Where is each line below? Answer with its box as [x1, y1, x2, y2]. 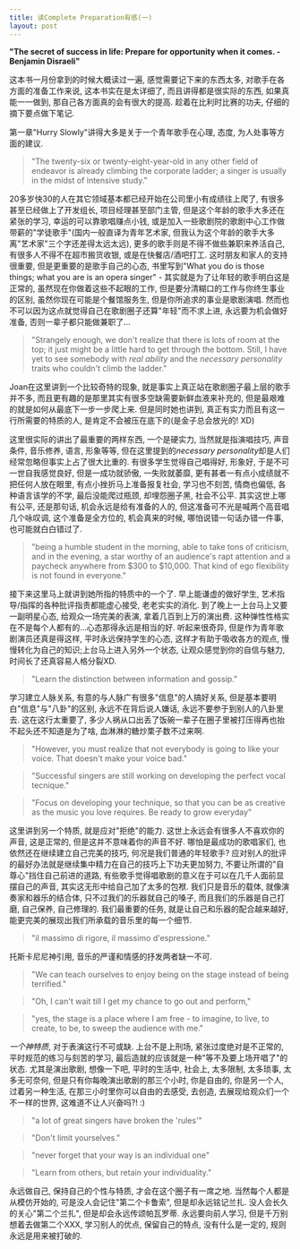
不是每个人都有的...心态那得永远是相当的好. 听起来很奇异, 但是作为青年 [16, 621, 277, 632]
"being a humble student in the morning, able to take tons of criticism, [30, 541, 289, 552]
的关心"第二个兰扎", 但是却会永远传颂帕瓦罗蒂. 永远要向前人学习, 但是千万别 [9, 1208, 288, 1219]
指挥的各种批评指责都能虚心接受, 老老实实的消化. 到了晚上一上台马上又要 [20, 599, 288, 610]
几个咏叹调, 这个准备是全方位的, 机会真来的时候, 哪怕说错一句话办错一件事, [9, 512, 284, 523]
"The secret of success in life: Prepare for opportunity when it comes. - [9, 46, 281, 56]
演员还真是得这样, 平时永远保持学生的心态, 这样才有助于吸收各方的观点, [16, 633, 279, 644]
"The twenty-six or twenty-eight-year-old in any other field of [30, 156, 259, 167]
